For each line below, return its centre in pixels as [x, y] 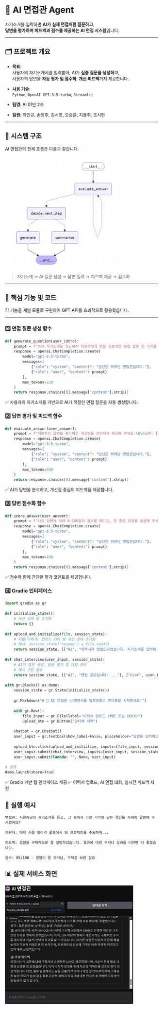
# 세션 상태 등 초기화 [33, 619]
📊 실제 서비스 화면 [31, 874]
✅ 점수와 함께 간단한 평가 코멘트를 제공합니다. [48, 577]
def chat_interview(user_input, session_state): [55, 660]
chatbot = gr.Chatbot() [38, 731]
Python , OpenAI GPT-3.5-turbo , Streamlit [53, 94]
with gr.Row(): [29, 711]
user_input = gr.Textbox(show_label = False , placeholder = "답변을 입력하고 [86, 737]
